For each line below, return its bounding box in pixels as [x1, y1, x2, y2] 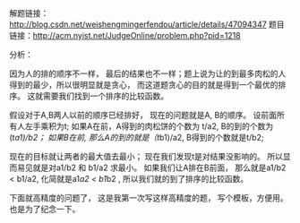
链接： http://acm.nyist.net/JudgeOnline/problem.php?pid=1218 [9, 30, 242, 40]
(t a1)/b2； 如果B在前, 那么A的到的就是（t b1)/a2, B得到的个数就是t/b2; [9, 133, 264, 142]
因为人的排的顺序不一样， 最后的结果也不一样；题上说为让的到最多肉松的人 [9, 68, 287, 79]
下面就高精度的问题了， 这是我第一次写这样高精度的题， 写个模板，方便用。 [9, 193, 288, 203]
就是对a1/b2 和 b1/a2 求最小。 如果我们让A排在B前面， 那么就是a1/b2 [32, 162, 287, 173]
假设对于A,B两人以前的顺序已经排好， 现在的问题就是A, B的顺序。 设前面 [9, 110, 278, 120]
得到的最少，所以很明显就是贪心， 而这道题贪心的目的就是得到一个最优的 [9, 80, 279, 90]
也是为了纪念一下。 [9, 204, 81, 214]
